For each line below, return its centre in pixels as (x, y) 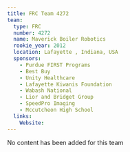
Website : (32, 123)
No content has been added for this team (65, 142)
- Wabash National (46, 91)
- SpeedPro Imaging (47, 104)
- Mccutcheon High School (57, 110)
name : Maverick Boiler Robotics (60, 39)
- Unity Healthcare (47, 78)
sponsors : (27, 59)
